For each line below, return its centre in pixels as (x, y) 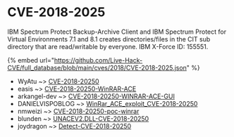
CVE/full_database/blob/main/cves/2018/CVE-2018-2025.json (97, 67)
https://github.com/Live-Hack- (98, 60)
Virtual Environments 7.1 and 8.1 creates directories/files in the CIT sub (109, 39)
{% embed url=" (31, 60)
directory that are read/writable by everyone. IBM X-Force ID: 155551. (108, 46)
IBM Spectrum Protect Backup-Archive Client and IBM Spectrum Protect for (117, 32)
